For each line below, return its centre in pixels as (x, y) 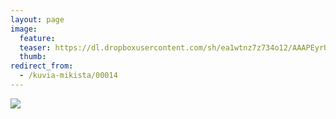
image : (24, 29)
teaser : (35, 47)
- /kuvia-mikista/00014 (68, 76)
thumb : (33, 57)
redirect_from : (42, 66)
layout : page (37, 19)
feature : (37, 38)
